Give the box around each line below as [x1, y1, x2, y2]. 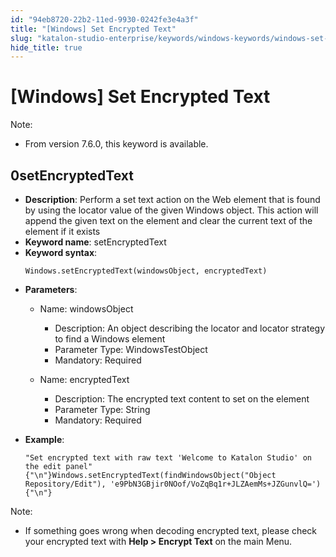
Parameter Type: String [54, 404, 151, 415]
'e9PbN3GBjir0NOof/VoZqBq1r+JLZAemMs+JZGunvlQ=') [109, 479, 322, 489]
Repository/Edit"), [24, 479, 107, 489]
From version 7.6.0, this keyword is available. [24, 138, 209, 150]
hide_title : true [10, 42, 83, 53]
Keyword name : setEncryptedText [24, 236, 167, 248]
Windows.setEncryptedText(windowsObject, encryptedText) [24, 266, 268, 276]
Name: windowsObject [39, 303, 134, 315]
